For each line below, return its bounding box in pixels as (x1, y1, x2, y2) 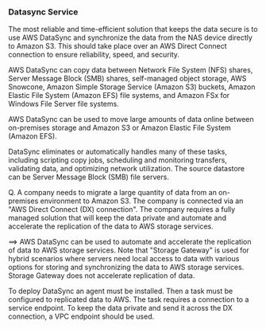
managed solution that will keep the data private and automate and (8, 213, 226, 223)
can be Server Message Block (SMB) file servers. (8, 172, 169, 182)
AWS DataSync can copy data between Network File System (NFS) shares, (8, 65, 253, 75)
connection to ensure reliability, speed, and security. (8, 50, 180, 60)
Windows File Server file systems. (8, 99, 119, 109)
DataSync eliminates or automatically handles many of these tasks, (8, 147, 228, 157)
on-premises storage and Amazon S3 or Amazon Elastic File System (8, 123, 232, 133)
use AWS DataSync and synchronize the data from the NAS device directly (8, 33, 253, 42)
